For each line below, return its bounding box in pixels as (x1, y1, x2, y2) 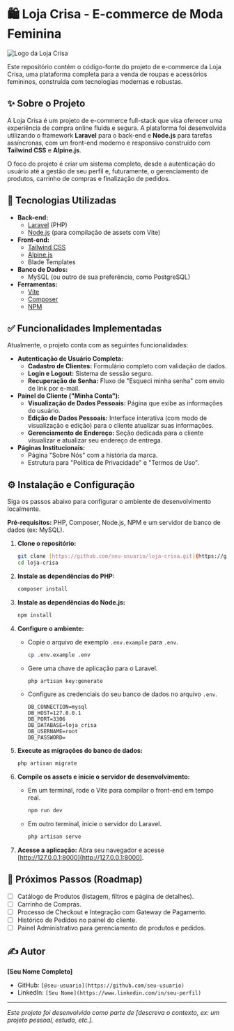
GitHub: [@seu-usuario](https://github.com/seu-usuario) (17, 981, 185, 989)
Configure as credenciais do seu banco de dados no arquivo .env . (27, 690, 218, 698)
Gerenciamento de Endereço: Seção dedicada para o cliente (27, 428, 204, 438)
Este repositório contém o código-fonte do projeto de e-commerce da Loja (7, 62, 221, 71)
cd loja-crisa (17, 559, 58, 567)
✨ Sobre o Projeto (7, 98, 86, 110)
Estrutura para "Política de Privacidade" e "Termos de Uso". (27, 459, 200, 467)
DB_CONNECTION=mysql (27, 704, 88, 711)
